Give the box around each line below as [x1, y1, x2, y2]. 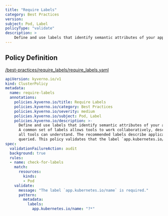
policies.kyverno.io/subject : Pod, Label [14, 113, 101, 119]
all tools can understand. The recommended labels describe [18, 132, 146, 137]
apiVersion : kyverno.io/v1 [5, 76, 61, 81]
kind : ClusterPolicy [5, 81, 48, 86]
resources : [18, 169, 41, 175]
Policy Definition [5, 53, 58, 62]
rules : [9, 155, 23, 160]
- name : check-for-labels [9, 160, 64, 165]
